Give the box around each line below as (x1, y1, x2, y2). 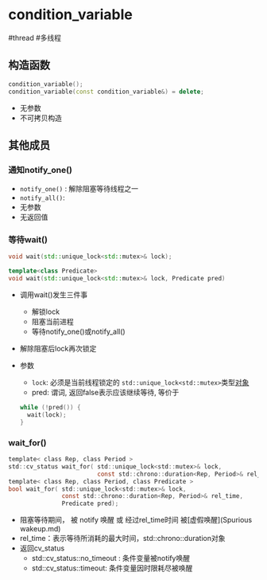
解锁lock (31, 307, 60, 316)
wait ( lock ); (27, 410, 67, 419)
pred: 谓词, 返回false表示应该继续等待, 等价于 (31, 388, 180, 398)
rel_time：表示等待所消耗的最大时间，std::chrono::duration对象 (19, 534, 226, 543)
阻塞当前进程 (31, 317, 74, 327)
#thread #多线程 (8, 33, 62, 42)
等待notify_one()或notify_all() (31, 327, 126, 336)
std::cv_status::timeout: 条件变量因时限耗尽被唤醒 (31, 563, 193, 573)
